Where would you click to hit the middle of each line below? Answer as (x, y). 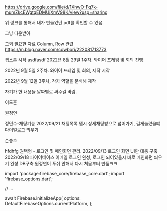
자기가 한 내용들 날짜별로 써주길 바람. (41, 92)
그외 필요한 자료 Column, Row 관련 (39, 44)
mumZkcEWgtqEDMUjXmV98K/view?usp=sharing (57, 12)
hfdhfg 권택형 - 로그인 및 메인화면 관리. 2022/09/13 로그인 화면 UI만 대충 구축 (81, 151)
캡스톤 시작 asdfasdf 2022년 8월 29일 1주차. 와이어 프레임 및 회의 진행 (74, 60)
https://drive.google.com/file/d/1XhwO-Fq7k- (52, 7)
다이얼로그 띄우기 (22, 130)
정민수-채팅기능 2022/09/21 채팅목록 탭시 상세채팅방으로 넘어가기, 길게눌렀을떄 (83, 123)
